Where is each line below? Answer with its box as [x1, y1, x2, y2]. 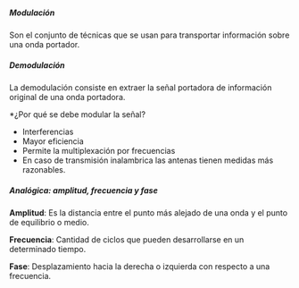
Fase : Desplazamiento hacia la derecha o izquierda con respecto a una [9, 260, 270, 272]
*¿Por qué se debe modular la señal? [9, 108, 145, 120]
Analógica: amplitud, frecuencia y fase [9, 184, 158, 196]
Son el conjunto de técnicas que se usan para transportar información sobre [9, 30, 290, 40]
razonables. [21, 164, 66, 174]
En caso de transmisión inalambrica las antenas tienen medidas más [21, 155, 274, 165]
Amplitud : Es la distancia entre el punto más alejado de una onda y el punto [9, 207, 288, 218]
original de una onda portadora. [9, 91, 126, 102]
